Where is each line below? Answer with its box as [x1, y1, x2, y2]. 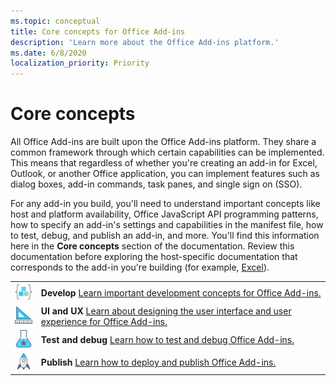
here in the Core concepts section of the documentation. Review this [10, 240, 295, 252]
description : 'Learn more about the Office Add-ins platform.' [10, 37, 280, 47]
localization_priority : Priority [10, 58, 150, 69]
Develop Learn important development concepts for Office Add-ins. [40, 286, 322, 299]
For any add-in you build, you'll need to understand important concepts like [10, 198, 321, 210]
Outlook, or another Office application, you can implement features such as [10, 168, 321, 180]
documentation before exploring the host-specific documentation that [10, 251, 298, 263]
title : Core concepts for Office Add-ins [10, 26, 186, 37]
